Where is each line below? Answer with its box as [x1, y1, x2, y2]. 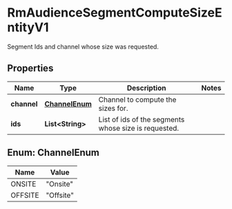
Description [126, 83, 166, 93]
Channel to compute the [98, 95, 177, 104]
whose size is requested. [98, 123, 180, 133]
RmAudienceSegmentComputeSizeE [7, 5, 222, 21]
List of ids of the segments [98, 114, 185, 124]
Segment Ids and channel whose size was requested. [7, 42, 159, 51]
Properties [7, 62, 54, 74]
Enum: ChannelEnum [7, 147, 100, 158]
